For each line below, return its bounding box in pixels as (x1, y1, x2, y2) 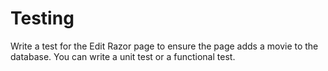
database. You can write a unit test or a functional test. (10, 50, 236, 62)
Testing (10, 7, 75, 30)
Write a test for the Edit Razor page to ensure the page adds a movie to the (10, 40, 319, 52)
